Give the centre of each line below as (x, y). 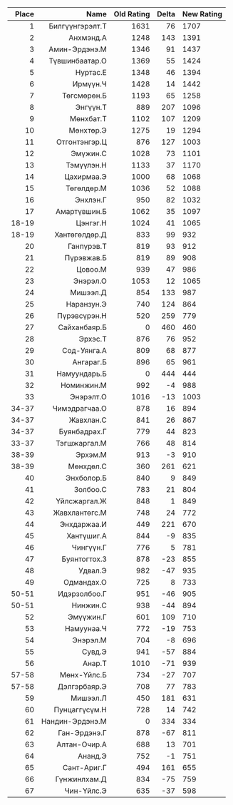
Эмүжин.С (89, 154)
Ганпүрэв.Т (87, 246)
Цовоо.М (91, 269)
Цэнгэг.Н (91, 223)
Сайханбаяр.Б (82, 327)
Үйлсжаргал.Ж (81, 501)
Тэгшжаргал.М (81, 443)
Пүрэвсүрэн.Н (82, 316)
